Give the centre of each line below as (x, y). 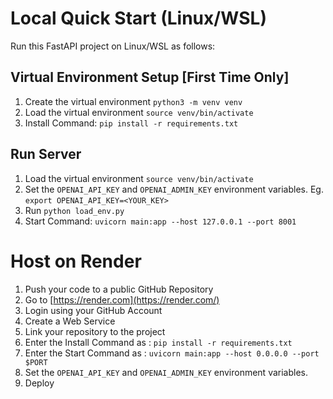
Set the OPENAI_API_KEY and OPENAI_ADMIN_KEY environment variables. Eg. (174, 189)
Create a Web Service (70, 321)
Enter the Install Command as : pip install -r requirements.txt (158, 342)
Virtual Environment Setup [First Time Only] (150, 77)
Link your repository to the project (95, 331)
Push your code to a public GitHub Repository (119, 289)
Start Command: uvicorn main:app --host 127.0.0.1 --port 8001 (160, 221)
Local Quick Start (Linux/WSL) (138, 18)
